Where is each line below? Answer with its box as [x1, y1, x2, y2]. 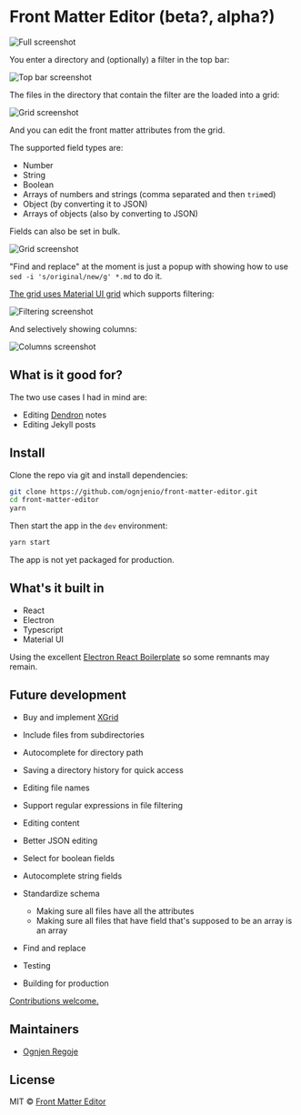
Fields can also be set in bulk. [9, 226, 121, 236]
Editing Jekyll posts [22, 418, 96, 429]
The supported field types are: [9, 142, 124, 153]
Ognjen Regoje [22, 1046, 79, 1057]
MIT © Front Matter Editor [9, 1096, 106, 1107]
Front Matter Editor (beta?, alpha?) [9, 6, 276, 27]
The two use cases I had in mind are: [9, 391, 147, 402]
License [9, 1071, 55, 1088]
